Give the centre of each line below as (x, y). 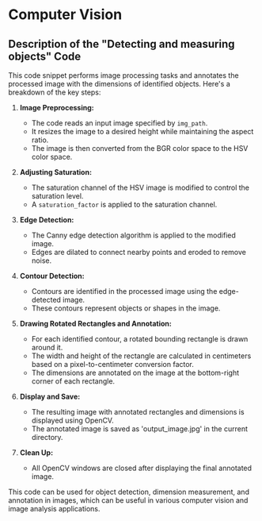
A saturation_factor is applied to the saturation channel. (124, 205)
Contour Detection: (52, 276)
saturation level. (57, 196)
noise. (42, 260)
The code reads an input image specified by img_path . (120, 123)
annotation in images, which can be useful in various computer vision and (128, 500)
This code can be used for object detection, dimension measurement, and (129, 492)
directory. (47, 437)
